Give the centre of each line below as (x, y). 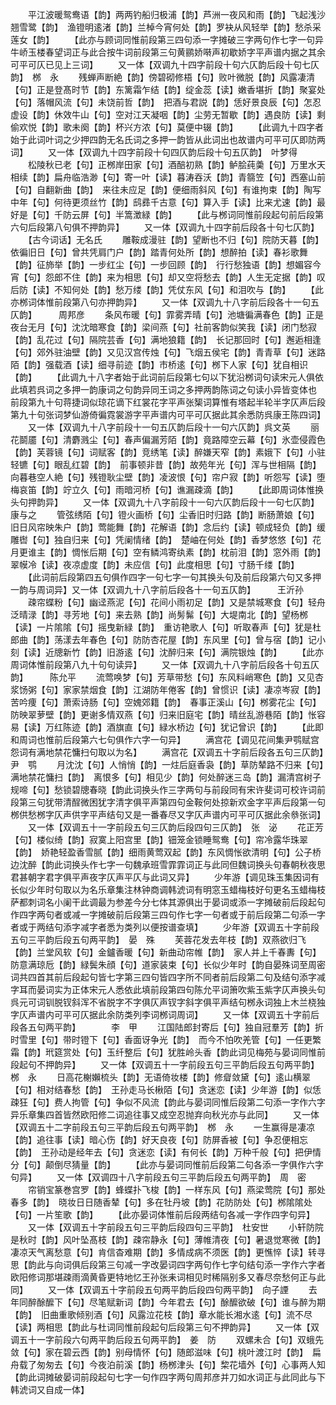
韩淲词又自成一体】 (50, 1389)
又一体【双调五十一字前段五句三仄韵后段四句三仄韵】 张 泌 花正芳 (175, 827)
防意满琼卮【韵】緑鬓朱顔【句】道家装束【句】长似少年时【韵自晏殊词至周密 (168, 964)
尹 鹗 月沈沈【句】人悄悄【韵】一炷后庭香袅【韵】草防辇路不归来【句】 (167, 764)
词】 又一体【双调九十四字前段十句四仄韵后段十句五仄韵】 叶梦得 (154, 152)
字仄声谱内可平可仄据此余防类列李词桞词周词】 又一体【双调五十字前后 (165, 1014)
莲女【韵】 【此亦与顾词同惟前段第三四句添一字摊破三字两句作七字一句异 (167, 39)
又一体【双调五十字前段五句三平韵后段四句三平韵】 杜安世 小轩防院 (175, 1227)
